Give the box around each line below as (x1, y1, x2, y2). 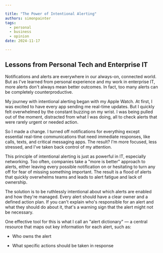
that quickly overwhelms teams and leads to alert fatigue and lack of (5, 174, 142, 180)
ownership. (5, 179, 28, 185)
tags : (5, 20, 16, 25)
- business (9, 30, 32, 34)
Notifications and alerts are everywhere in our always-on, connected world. (5, 73, 157, 79)
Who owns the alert (12, 233, 52, 239)
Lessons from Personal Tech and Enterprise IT (5, 61, 148, 69)
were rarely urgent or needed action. (5, 119, 79, 125)
